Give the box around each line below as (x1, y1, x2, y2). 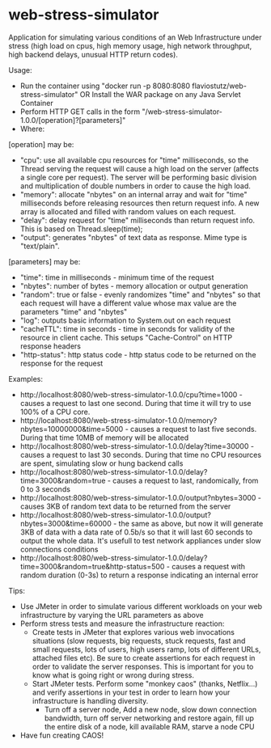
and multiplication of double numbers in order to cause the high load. (19, 180, 251, 191)
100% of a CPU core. (19, 407, 91, 416)
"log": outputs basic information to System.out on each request (19, 315, 231, 325)
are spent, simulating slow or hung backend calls (19, 459, 184, 468)
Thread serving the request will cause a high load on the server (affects (19, 163, 259, 173)
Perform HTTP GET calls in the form (19, 107, 140, 116)
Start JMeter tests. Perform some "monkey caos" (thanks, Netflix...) (32, 678, 258, 688)
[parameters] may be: (8, 256, 81, 266)
